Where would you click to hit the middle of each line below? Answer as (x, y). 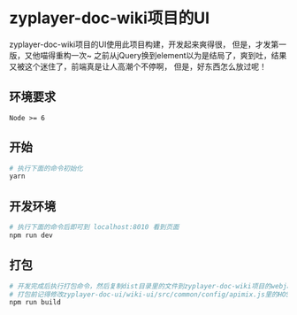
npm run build (35, 303)
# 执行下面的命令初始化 (46, 168)
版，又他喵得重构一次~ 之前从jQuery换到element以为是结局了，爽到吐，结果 (148, 55)
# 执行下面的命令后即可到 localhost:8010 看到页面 (94, 227)
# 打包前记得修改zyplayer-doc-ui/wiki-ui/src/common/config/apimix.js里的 (144, 294)
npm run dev (31, 235)
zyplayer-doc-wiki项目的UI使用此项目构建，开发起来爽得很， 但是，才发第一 (148, 44)
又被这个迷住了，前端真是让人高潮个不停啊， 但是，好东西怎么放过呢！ (138, 66)
